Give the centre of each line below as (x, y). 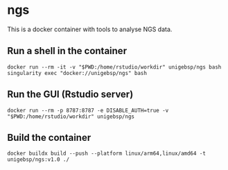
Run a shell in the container (67, 51)
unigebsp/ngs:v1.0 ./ (38, 160)
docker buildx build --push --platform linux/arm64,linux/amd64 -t (107, 154)
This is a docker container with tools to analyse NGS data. (90, 29)
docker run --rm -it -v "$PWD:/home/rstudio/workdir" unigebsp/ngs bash (114, 67)
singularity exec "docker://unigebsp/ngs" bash (77, 73)
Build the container (49, 137)
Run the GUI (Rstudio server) (70, 95)
